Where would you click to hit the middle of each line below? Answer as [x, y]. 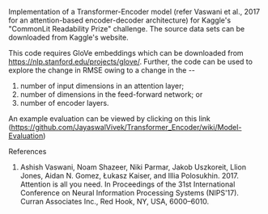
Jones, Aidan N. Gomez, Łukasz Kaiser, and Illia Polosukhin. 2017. [129, 176]
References [28, 151]
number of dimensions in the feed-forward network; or [111, 94]
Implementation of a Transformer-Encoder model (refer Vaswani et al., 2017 [134, 12]
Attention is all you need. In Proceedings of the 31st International [128, 184]
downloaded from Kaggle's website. [68, 37]
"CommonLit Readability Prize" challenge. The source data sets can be [127, 29]
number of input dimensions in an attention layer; [102, 86]
